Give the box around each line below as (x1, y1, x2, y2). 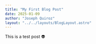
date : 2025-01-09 (5, 11, 40, 16)
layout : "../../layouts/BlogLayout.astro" (5, 20, 92, 25)
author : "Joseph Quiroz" (5, 16, 55, 21)
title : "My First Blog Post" (5, 7, 64, 12)
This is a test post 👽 (5, 34, 45, 40)
